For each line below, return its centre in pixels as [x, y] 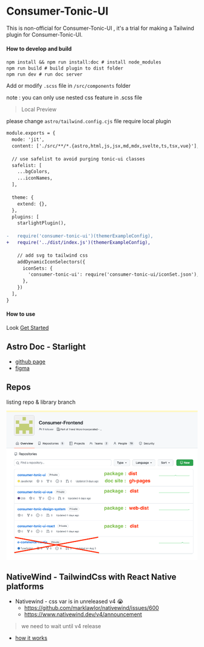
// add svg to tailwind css [53, 255]
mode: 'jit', [28, 140]
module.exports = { [31, 133]
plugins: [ [25, 217]
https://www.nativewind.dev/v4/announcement [83, 614]
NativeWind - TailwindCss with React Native [91, 577]
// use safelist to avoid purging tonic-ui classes [79, 159]
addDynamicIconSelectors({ [51, 262]
